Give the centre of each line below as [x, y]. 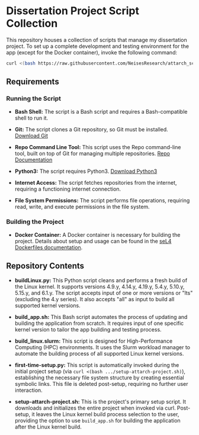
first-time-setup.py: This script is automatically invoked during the [97, 365]
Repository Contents [45, 266]
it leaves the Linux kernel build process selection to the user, [105, 414]
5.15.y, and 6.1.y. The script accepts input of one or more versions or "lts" [104, 293]
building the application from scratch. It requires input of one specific [99, 323]
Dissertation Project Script [73, 11]
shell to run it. [31, 118]
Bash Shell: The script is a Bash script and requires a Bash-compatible [101, 111]
